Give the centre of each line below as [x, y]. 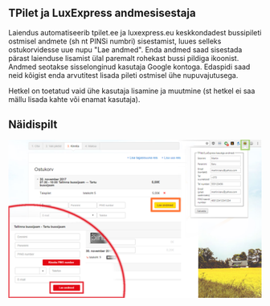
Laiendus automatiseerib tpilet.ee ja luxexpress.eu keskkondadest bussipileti [135, 32]
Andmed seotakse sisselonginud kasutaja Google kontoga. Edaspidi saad [129, 67]
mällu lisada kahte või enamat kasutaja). [74, 99]
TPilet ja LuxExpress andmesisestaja [102, 13]
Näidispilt [33, 125]
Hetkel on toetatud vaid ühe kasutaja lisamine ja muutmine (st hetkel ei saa [132, 91]
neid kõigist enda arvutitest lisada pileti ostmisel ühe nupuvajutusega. [123, 75]
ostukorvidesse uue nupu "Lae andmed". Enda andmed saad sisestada [125, 49]
